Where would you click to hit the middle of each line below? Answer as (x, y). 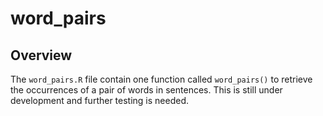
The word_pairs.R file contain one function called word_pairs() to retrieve (161, 79)
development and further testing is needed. (100, 100)
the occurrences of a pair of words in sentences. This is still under (146, 90)
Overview (41, 55)
